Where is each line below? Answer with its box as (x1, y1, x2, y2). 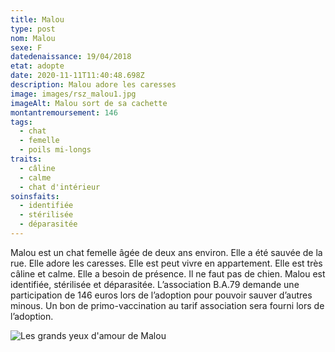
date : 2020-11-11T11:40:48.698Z (10, 71, 145, 81)
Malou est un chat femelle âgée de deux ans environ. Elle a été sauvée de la (10, 246, 323, 258)
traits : (10, 154, 43, 164)
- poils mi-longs (19, 145, 92, 155)
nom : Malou (10, 33, 56, 43)
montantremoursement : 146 (10, 107, 118, 118)
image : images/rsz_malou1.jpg (10, 89, 137, 99)
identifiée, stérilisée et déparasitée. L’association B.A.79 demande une (10, 278, 300, 290)
